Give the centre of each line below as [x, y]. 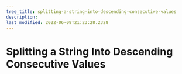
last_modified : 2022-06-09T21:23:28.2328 [57, 22]
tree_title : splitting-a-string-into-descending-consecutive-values [91, 11]
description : [22, 17]
